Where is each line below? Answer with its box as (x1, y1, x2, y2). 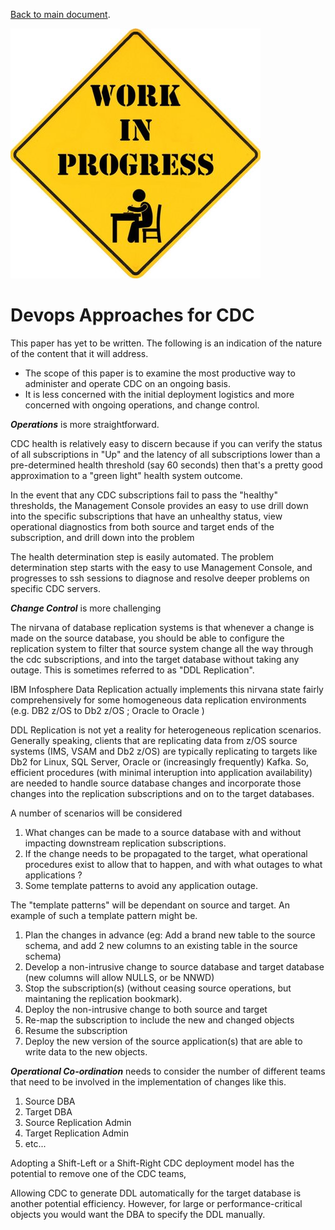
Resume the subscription (24, 1024, 128, 1036)
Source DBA (24, 1095, 76, 1107)
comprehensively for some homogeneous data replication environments (10, 694, 307, 706)
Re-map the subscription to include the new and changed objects (24, 1014, 295, 1026)
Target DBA (24, 1105, 73, 1118)
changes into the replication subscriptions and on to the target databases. (10, 787, 315, 799)
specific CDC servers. (10, 582, 102, 594)
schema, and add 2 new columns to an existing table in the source (24, 939, 298, 951)
